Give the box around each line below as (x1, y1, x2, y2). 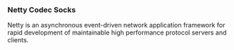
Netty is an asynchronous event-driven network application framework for (7, 21, 226, 30)
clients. (7, 36, 29, 44)
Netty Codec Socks (7, 5, 76, 15)
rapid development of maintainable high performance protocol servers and (7, 28, 227, 37)
